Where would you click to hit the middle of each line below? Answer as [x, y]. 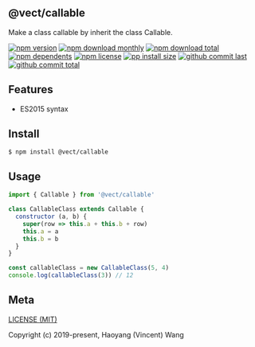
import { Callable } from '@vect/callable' [82, 195]
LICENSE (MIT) [33, 319]
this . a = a [41, 231]
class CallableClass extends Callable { [76, 209]
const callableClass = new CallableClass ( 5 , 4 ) [89, 268]
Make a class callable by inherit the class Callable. [90, 32]
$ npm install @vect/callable [59, 152]
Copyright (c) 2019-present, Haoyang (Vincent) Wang [96, 334]
